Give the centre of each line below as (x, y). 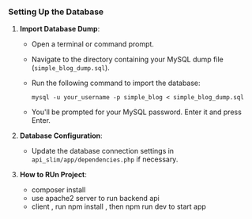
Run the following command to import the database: (116, 83)
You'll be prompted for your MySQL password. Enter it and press (137, 112)
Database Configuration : (61, 135)
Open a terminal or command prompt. (92, 44)
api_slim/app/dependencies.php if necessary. (105, 159)
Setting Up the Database (56, 12)
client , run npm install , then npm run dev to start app (119, 206)
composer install (58, 190)
